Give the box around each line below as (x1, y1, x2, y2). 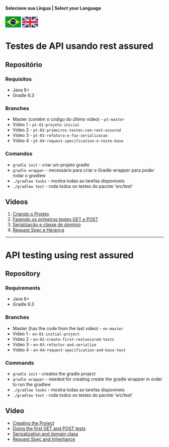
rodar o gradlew (12, 172, 46, 178)
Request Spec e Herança (12, 227, 64, 233)
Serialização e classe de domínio (12, 221, 81, 228)
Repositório (5, 60, 43, 69)
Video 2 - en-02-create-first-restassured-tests (12, 336, 115, 342)
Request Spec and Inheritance (12, 436, 75, 442)
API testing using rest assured (5, 249, 134, 261)
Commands (5, 359, 34, 366)
